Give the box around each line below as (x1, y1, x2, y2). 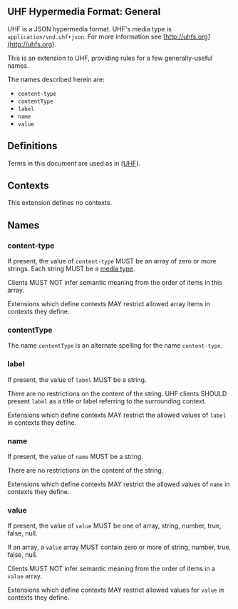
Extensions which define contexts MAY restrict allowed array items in (7, 300, 210, 308)
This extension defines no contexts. (7, 198, 113, 207)
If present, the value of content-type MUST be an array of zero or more (7, 257, 217, 266)
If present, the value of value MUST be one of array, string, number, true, (7, 521, 222, 530)
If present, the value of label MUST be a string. (7, 375, 147, 384)
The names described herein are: (7, 75, 105, 84)
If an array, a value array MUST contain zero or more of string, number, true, (7, 543, 232, 552)
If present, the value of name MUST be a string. (7, 453, 144, 461)
